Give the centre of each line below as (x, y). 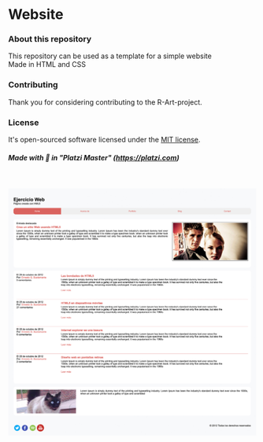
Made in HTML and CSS (47, 64)
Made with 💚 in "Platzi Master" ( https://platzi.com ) (94, 157)
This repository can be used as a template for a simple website (110, 56)
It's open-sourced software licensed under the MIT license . (104, 140)
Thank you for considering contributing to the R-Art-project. (105, 102)
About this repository (50, 39)
